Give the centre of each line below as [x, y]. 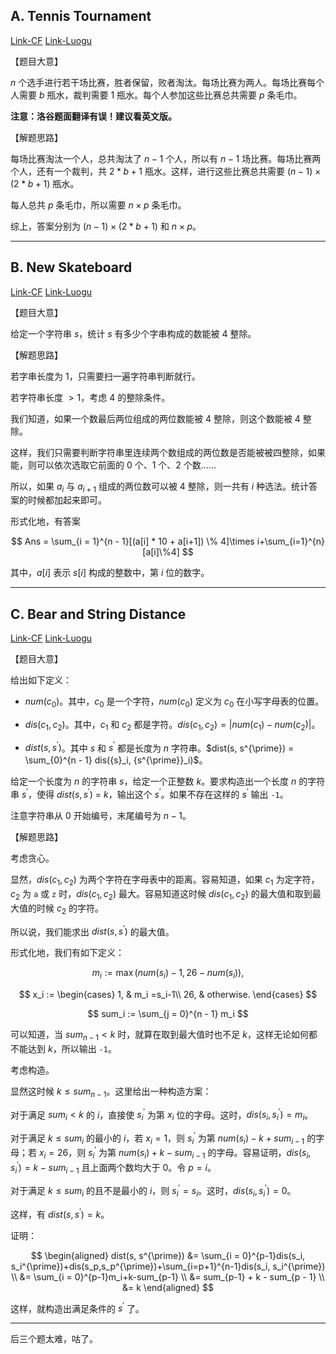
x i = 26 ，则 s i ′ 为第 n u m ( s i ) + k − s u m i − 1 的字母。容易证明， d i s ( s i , [175, 1153]
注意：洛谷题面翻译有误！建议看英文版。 [93, 116]
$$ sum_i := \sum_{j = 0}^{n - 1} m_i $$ [168, 1013]
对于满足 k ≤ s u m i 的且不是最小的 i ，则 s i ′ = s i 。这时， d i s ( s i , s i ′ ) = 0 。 [153, 1191]
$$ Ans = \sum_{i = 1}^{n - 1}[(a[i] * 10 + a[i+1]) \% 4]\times [132, 541]
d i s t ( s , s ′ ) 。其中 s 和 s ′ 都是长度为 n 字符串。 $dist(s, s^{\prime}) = [159, 747]
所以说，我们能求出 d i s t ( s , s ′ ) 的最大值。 [92, 931]
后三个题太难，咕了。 [54, 1339]
